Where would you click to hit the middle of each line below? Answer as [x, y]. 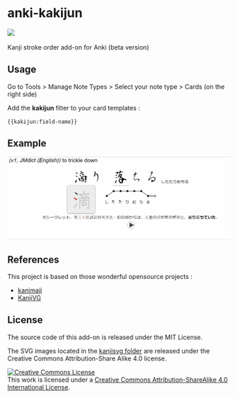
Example [27, 143]
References [33, 260]
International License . [39, 387]
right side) [22, 94]
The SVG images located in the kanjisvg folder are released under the [109, 351]
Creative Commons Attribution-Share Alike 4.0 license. [87, 358]
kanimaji [30, 290]
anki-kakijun [45, 13]
